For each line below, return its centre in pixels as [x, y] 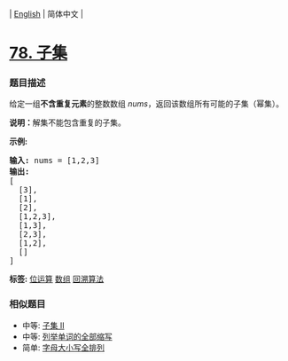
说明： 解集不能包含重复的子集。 [67, 122]
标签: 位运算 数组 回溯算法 [57, 279]
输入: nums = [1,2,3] [54, 161]
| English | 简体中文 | [47, 14]
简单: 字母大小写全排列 [63, 347]
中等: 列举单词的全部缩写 [67, 336]
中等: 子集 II [43, 325]
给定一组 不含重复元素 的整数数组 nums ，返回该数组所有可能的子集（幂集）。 [147, 104]
